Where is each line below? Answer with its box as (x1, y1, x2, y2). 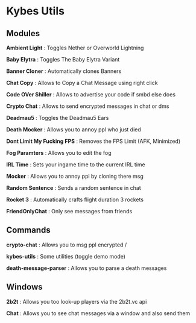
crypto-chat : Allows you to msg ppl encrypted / (6, 241, 127, 248)
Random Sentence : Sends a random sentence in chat (6, 184, 142, 191)
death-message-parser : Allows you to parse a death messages (6, 264, 167, 272)
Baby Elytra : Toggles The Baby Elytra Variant (6, 56, 120, 63)
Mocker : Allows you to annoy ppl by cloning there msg (6, 173, 144, 180)
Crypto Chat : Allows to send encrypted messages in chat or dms (6, 102, 169, 110)
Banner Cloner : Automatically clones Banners (6, 67, 122, 75)
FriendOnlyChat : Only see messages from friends (6, 208, 133, 215)
